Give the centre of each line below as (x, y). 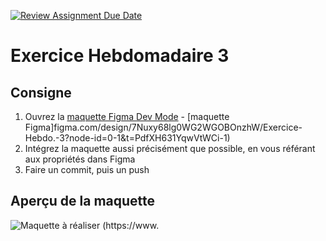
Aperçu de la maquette (83, 201)
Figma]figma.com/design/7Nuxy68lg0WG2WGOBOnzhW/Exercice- (163, 127)
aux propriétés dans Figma (80, 159)
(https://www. (131, 225)
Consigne (41, 92)
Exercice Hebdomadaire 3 (120, 56)
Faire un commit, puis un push (87, 169)
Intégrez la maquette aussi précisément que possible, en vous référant (170, 148)
